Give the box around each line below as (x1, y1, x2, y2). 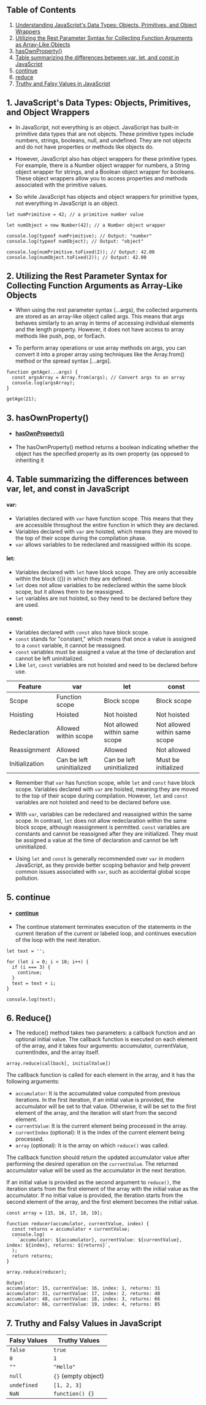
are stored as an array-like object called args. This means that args (15, 313, 185, 320)
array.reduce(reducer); (6, 1269, 67, 1276)
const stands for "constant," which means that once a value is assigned (15, 635, 196, 643)
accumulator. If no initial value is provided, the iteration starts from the (6, 1191, 183, 1199)
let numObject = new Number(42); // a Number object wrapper (6, 222, 166, 228)
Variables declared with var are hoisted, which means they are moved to (15, 528, 198, 535)
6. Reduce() (6, 1013, 52, 1023)
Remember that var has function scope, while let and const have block (15, 779, 196, 787)
